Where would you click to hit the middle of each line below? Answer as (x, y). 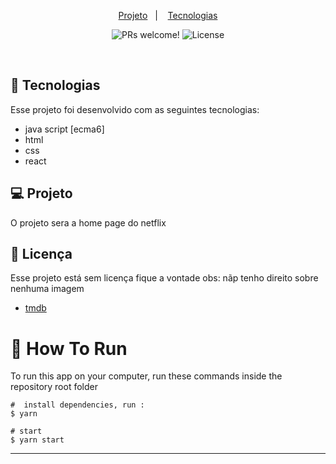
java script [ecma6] (64, 129)
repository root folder (54, 387)
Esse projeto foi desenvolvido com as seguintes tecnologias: (135, 109)
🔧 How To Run (69, 348)
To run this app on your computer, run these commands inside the (146, 376)
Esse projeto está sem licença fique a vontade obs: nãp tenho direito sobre (164, 278)
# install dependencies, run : (77, 405)
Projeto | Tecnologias (168, 15)
